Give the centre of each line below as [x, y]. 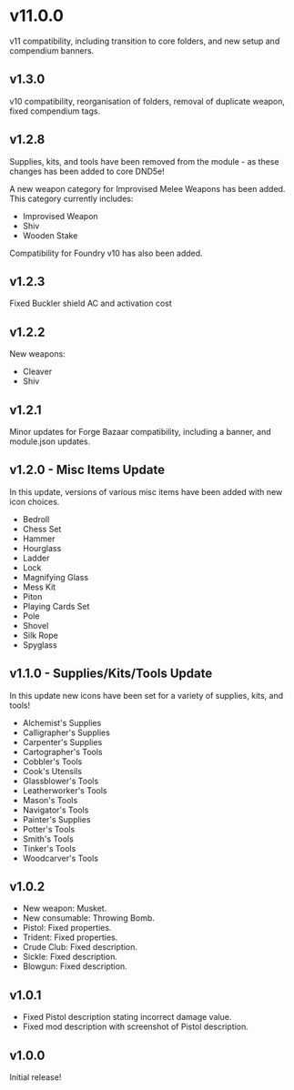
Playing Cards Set [56, 606]
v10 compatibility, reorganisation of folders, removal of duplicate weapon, [147, 101]
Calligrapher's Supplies [66, 732]
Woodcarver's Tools [60, 858]
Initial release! [35, 1077]
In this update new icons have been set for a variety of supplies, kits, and [147, 695]
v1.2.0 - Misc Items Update [87, 470]
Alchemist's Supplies [62, 722]
